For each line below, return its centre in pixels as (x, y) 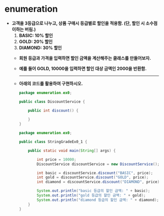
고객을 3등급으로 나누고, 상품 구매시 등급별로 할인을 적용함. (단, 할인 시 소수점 (84, 23)
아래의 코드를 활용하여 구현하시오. (51, 83)
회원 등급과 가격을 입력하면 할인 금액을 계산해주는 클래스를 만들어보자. (85, 58)
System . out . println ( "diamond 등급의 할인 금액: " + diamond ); (98, 200)
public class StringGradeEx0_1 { (53, 142)
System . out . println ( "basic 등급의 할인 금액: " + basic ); (93, 191)
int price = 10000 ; (56, 159)
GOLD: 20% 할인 (36, 41)
